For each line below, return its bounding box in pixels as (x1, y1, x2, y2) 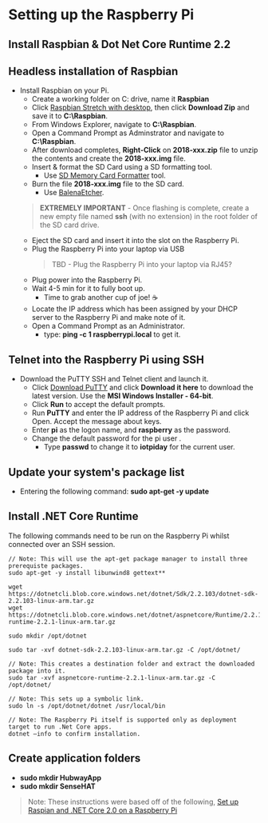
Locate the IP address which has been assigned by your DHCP (31, 304, 238, 314)
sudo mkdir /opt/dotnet (8, 632, 88, 640)
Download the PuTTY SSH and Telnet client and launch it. (19, 374, 209, 384)
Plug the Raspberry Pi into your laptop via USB (31, 244, 185, 254)
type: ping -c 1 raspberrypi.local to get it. (43, 330, 181, 339)
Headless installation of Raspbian (8, 64, 179, 78)
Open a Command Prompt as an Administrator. (31, 322, 185, 331)
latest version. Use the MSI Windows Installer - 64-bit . (31, 391, 214, 401)
